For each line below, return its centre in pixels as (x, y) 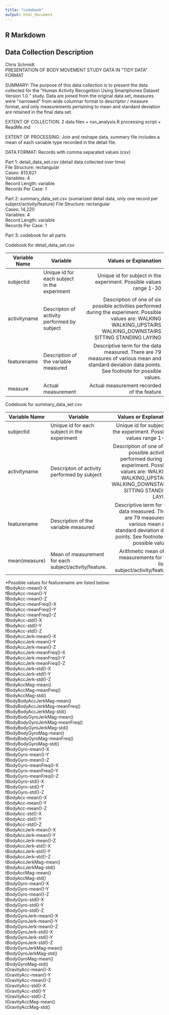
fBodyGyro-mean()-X (27, 749)
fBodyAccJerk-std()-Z (28, 679)
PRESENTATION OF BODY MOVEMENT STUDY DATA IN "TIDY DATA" (76, 70)
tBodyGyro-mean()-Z (27, 894)
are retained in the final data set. (39, 112)
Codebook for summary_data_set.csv (44, 404)
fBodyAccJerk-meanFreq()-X (35, 652)
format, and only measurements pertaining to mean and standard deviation (83, 106)
